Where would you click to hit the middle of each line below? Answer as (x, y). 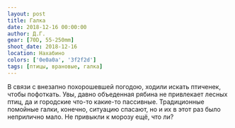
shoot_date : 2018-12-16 (42, 47)
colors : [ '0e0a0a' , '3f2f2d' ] (52, 60)
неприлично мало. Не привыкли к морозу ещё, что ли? (91, 117)
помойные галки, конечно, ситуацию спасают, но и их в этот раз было (114, 109)
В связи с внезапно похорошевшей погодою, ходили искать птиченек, (114, 86)
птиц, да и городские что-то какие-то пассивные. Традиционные (106, 101)
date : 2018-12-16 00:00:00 (47, 27)
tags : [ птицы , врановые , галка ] (55, 66)
